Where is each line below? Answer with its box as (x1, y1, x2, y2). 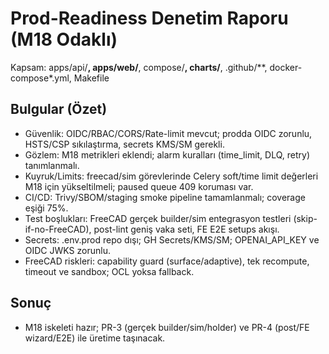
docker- (269, 61, 303, 73)
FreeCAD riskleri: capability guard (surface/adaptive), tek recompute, (24, 255, 310, 267)
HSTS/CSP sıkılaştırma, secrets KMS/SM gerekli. (24, 138, 225, 150)
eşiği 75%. (24, 202, 69, 214)
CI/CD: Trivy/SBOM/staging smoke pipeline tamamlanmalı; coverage (24, 191, 306, 203)
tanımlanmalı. (24, 159, 80, 171)
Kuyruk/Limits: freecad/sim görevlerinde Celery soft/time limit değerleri (24, 170, 319, 182)
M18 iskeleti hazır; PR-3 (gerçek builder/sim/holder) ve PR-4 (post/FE (24, 321, 310, 333)
